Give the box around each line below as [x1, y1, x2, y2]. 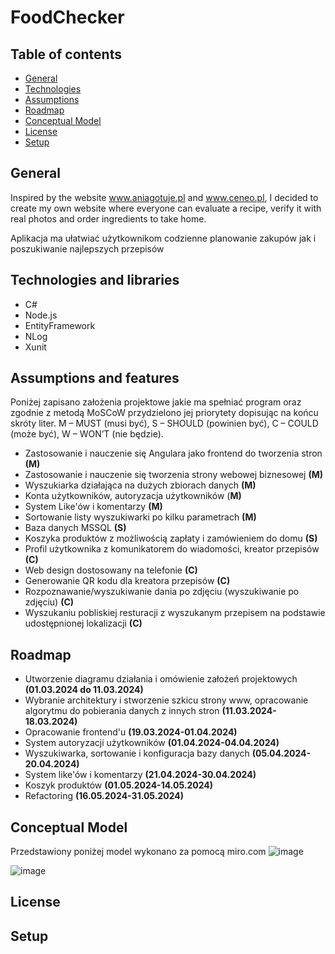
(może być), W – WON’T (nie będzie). [10, 428, 164, 440]
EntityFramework [24, 319, 96, 331]
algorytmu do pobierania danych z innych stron [24, 705, 220, 717]
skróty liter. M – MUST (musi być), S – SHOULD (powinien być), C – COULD [10, 417, 319, 430]
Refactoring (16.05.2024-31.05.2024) [24, 790, 185, 802]
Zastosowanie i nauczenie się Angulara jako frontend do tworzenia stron [24, 447, 323, 460]
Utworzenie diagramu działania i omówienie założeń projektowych [24, 673, 298, 685]
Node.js [24, 309, 58, 321]
